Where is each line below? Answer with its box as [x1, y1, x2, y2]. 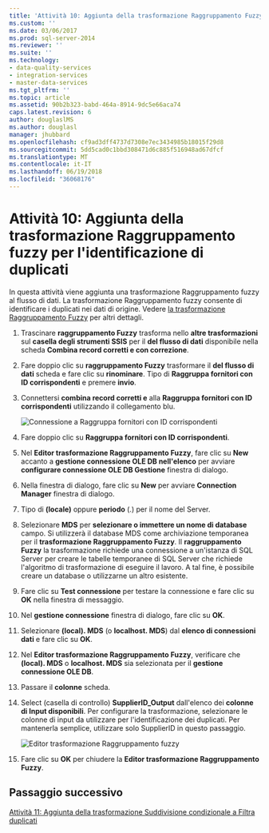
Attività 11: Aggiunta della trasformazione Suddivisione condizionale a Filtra [9, 807, 255, 816]
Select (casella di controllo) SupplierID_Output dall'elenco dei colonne [20, 697, 254, 707]
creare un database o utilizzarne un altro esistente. [20, 571, 188, 580]
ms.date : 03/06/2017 [9, 26, 78, 34]
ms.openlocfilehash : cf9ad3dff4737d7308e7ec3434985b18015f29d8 [9, 138, 224, 146]
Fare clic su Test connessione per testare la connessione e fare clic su [20, 586, 255, 596]
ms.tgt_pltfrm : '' [9, 86, 70, 94]
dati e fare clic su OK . [20, 634, 93, 644]
